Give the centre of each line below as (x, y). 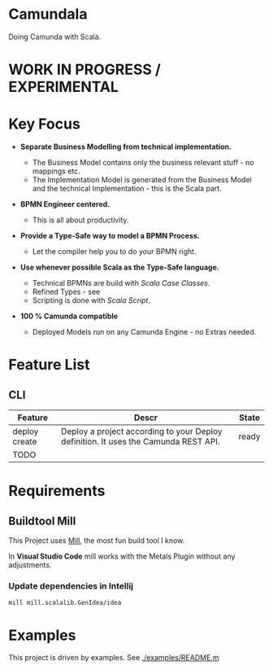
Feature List (49, 365)
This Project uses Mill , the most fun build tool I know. (97, 541)
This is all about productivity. (80, 220)
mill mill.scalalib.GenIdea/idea (65, 603)
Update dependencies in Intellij (71, 585)
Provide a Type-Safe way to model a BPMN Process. (110, 236)
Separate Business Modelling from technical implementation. (126, 147)
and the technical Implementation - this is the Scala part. (127, 189)
